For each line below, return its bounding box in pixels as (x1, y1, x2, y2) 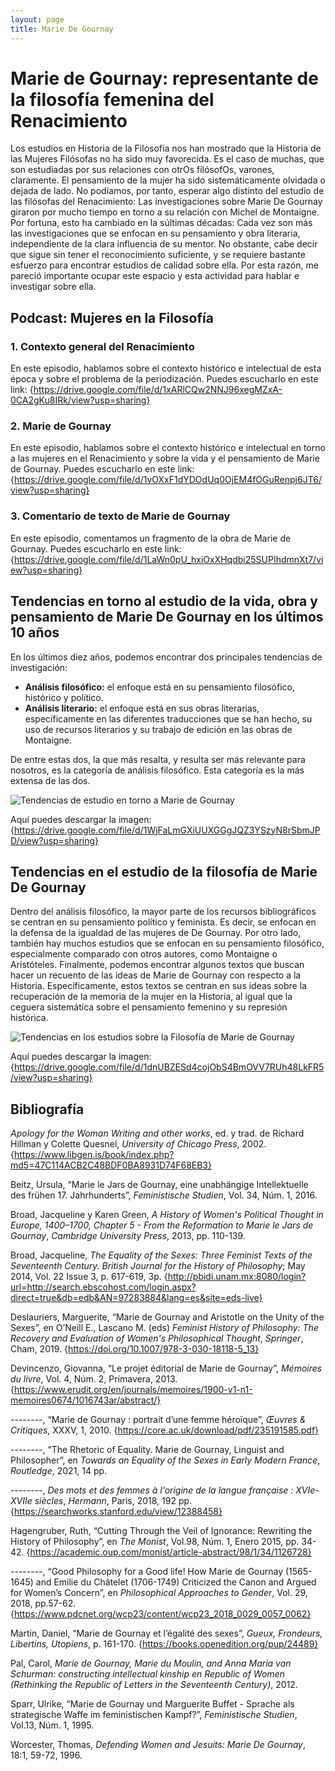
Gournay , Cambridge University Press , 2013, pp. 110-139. (10, 1230, 246, 1242)
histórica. (10, 1012, 49, 1024)
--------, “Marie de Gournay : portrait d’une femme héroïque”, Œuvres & (10, 1414, 307, 1426)
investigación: (10, 661, 68, 673)
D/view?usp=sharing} (10, 834, 100, 846)
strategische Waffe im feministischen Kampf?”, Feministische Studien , (10, 1709, 298, 1721)
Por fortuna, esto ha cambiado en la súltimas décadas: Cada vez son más (10, 217, 313, 229)
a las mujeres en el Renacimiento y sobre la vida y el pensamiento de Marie (10, 452, 320, 465)
